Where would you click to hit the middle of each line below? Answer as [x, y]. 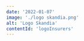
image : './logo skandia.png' [43, 17]
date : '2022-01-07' [31, 12]
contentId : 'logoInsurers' [40, 29]
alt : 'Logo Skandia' [32, 23]
